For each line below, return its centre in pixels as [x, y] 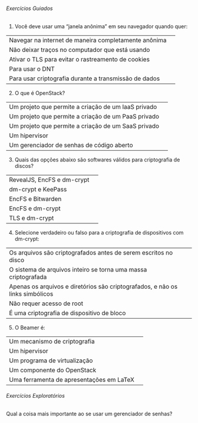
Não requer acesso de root [46, 303]
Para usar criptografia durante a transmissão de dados [85, 78]
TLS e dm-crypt [32, 218]
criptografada [28, 277]
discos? [24, 166]
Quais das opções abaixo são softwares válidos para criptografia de [97, 160]
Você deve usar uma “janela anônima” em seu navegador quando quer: [101, 27]
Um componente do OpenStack [53, 370]
